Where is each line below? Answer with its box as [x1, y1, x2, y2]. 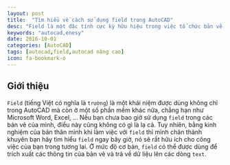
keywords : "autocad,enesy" [7, 29, 84, 36]
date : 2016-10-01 [7, 36, 57, 43]
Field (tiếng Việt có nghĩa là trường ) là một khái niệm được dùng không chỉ [7, 98, 218, 107]
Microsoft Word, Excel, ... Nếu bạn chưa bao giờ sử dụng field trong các [7, 113, 213, 121]
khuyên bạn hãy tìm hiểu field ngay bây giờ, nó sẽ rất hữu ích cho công [7, 135, 211, 143]
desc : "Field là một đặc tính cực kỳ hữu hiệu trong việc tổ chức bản [7, 23, 214, 30]
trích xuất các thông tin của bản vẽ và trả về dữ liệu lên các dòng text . [7, 149, 207, 158]
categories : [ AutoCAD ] [7, 42, 72, 49]
